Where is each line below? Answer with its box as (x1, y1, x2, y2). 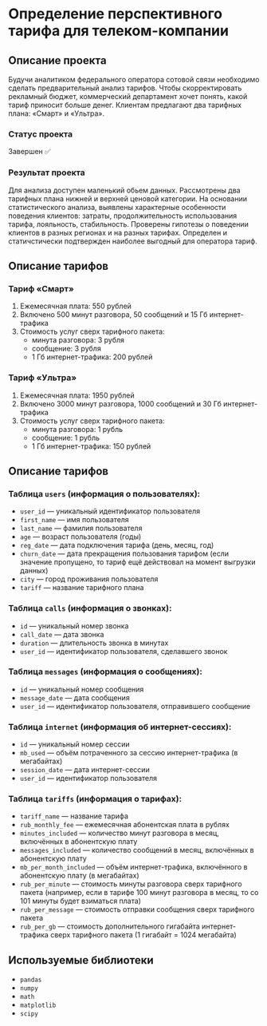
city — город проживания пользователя (19, 574, 159, 584)
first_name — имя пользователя (19, 515, 129, 525)
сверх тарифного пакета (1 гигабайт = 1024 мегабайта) (50, 930, 237, 940)
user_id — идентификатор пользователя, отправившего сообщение (19, 701, 251, 711)
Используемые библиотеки (8, 953, 154, 967)
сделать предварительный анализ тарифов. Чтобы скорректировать (8, 83, 242, 93)
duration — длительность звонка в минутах (19, 638, 169, 648)
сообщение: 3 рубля (31, 344, 101, 354)
